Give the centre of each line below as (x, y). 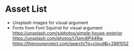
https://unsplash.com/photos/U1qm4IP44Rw (58, 38)
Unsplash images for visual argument (50, 23)
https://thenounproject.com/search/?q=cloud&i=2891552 (70, 43)
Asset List (26, 9)
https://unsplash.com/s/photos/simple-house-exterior (67, 33)
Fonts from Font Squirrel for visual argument (57, 27)
